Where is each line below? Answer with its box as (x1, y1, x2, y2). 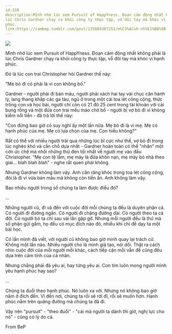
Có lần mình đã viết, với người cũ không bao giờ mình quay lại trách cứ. (5, 236, 155, 242)
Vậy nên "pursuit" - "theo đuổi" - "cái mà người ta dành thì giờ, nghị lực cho (5, 308, 165, 315)
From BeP (5, 324, 26, 330)
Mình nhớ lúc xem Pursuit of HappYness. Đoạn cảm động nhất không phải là (5, 50, 166, 56)
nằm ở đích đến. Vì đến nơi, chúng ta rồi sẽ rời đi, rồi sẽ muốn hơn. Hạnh (5, 293, 158, 299)
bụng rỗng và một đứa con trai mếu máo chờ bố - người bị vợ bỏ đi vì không (5, 107, 165, 113)
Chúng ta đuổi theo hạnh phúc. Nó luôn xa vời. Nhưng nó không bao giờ (5, 287, 157, 294)
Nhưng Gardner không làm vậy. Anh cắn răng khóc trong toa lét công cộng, (5, 169, 164, 175)
